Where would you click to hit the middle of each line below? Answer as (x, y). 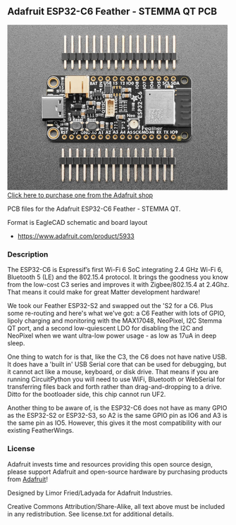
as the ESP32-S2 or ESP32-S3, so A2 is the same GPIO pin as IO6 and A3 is (117, 416)
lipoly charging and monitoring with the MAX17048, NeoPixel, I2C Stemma (115, 321)
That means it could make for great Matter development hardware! (104, 292)
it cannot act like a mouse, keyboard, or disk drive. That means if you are (113, 372)
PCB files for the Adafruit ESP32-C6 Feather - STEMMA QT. (94, 209)
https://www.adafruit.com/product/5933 (76, 236)
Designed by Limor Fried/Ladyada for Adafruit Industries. (90, 493)
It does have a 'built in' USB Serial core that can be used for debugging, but (117, 364)
